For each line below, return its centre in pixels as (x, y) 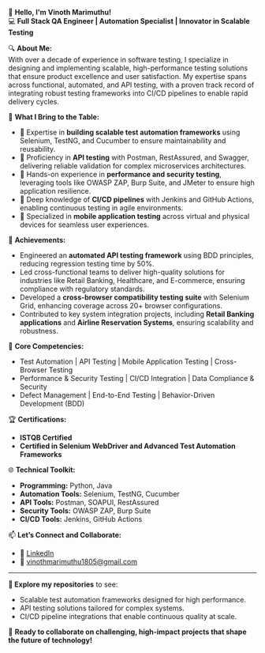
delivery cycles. (34, 102)
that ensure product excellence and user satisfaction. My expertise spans (127, 76)
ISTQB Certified (46, 438)
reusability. (37, 149)
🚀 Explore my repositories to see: (63, 584)
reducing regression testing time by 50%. (87, 264)
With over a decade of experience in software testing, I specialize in (118, 60)
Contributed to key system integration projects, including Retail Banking (137, 314)
